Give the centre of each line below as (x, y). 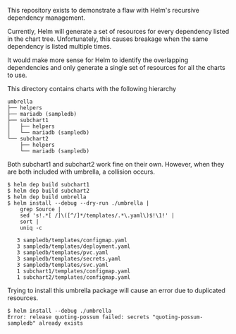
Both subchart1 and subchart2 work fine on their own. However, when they (116, 164)
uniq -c (31, 228)
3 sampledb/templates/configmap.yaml (72, 240)
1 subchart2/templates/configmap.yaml (74, 278)
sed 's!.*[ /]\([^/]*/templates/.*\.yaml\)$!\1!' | (97, 215)
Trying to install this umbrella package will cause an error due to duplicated (116, 290)
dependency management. (46, 18)
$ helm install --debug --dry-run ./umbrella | (79, 203)
